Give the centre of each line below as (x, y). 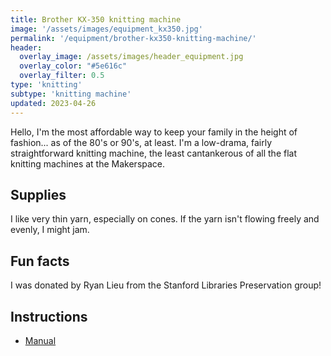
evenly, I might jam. (50, 230)
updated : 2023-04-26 (53, 103)
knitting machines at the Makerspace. (88, 163)
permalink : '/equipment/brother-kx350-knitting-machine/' (133, 38)
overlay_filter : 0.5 (62, 76)
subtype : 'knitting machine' (71, 94)
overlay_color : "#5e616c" (73, 66)
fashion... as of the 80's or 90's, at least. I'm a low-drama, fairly (141, 142)
